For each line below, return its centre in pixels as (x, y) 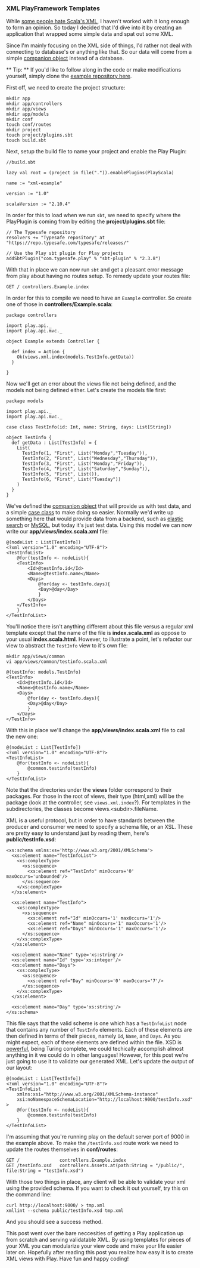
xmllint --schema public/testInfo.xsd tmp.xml (65, 1211)
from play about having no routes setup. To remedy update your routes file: (98, 276)
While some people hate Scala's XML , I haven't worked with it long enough (98, 21)
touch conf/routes (29, 125)
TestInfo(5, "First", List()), (61, 474)
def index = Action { (38, 352)
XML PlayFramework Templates (53, 8)
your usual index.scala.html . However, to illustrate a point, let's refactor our (99, 639)
